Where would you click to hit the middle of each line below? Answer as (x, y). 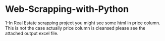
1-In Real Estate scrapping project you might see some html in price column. (83, 23)
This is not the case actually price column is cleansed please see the (75, 28)
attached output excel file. (32, 33)
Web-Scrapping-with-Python (67, 9)
